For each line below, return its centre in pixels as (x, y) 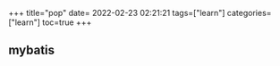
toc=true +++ (67, 22)
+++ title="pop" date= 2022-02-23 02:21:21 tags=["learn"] (117, 13)
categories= (249, 13)
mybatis (32, 50)
